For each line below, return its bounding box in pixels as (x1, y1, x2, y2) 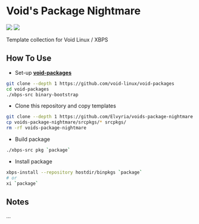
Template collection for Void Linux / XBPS (6, 36, 108, 43)
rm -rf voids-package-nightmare (6, 125, 86, 131)
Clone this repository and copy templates (14, 102, 116, 109)
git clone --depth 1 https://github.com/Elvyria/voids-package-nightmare (6, 114, 194, 120)
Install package (14, 157, 52, 165)
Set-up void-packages (14, 69, 71, 76)
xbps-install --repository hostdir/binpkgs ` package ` (6, 169, 143, 175)
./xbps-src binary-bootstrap (6, 92, 79, 97)
